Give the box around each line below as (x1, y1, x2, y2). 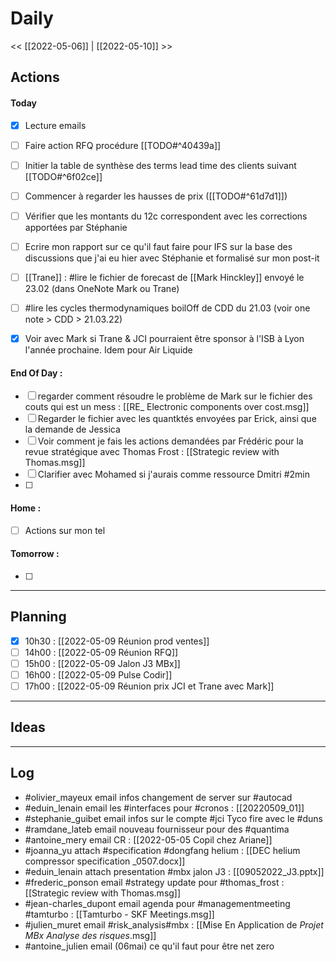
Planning (10, 608, 67, 626)
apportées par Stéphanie (24, 221, 128, 233)
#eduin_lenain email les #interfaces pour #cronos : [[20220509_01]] (24, 802, 305, 814)
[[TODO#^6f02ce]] (24, 170, 103, 182)
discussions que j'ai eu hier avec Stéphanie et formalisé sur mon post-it (24, 252, 320, 264)
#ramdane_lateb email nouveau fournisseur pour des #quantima (24, 823, 290, 835)
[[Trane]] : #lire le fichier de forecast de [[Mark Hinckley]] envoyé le (24, 271, 305, 283)
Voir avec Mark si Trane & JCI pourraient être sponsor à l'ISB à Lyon (24, 333, 305, 345)
